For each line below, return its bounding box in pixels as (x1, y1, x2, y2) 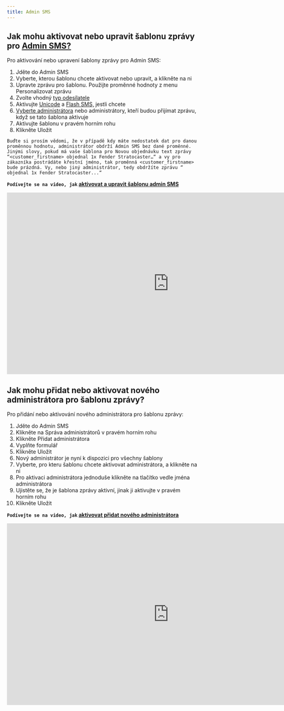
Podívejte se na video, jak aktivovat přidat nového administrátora (7, 511, 179, 518)
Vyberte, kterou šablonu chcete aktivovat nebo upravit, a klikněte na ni (15, 75, 193, 82)
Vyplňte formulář (15, 441, 58, 449)
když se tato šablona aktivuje (15, 113, 89, 121)
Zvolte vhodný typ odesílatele (15, 94, 90, 102)
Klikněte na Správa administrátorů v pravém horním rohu (15, 429, 157, 436)
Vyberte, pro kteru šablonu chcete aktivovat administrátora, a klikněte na (15, 461, 197, 468)
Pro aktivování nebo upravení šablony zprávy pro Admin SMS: (7, 57, 161, 64)
